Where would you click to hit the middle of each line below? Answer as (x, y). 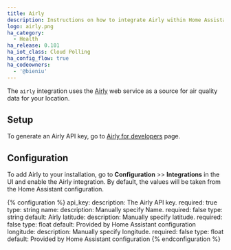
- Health (26, 39)
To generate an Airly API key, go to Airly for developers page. (94, 136)
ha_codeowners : (29, 65)
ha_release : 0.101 (33, 45)
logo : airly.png (30, 26)
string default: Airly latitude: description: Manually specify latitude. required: (115, 217)
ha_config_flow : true (38, 59)
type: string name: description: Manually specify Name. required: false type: (115, 210)
